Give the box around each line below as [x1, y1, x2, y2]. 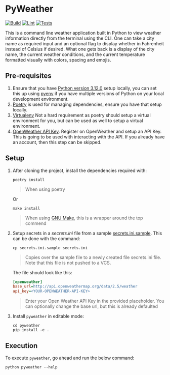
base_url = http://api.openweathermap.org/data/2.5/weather [12, 284, 138, 289]
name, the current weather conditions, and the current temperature [5, 51, 145, 57]
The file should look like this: [12, 269, 72, 275]
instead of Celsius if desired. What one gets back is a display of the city [5, 46, 155, 52]
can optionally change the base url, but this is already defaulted [25, 303, 158, 309]
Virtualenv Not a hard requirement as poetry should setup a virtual [12, 112, 151, 118]
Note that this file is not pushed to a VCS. [25, 259, 111, 266]
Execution [5, 341, 38, 350]
